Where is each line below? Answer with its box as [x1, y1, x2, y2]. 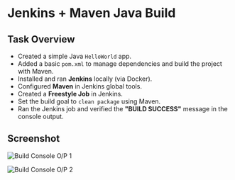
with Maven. [17, 67, 54, 75]
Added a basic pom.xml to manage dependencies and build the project [17, 60, 222, 68]
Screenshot [7, 133, 60, 145]
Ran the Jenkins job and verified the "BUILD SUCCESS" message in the [17, 105, 229, 113]
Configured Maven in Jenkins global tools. [17, 82, 142, 90]
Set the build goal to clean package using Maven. [17, 97, 161, 106]
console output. [17, 112, 64, 120]
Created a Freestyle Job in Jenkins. [17, 90, 123, 98]
